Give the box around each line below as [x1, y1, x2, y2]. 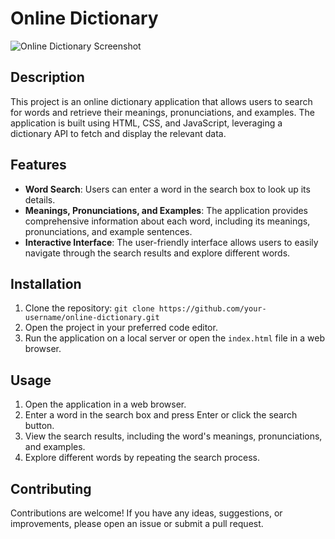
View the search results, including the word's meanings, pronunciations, [24, 430, 323, 442]
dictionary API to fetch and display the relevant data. [10, 127, 227, 139]
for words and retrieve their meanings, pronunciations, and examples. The [10, 106, 315, 118]
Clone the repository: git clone [24, 302, 155, 314]
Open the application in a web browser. [24, 398, 187, 411]
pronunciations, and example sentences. [24, 225, 193, 237]
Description [10, 69, 85, 86]
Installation [10, 275, 82, 292]
